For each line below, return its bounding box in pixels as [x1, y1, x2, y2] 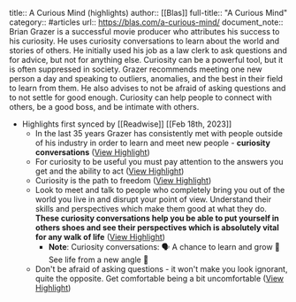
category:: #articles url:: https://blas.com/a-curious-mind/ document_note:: [9, 17, 284, 27]
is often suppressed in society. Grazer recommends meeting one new [9, 64, 262, 74]
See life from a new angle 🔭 [48, 254, 148, 265]
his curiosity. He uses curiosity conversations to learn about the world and [9, 35, 280, 46]
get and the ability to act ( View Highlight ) [34, 166, 185, 176]
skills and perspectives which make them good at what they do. [34, 204, 268, 213]
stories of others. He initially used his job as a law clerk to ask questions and [9, 45, 287, 56]
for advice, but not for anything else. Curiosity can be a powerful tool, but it [9, 55, 284, 65]
